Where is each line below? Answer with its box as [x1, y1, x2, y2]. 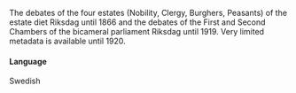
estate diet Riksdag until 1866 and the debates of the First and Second [9, 17, 266, 27]
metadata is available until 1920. [9, 35, 126, 46]
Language [9, 56, 47, 66]
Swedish [9, 75, 41, 87]
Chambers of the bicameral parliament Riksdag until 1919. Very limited [9, 27, 264, 36]
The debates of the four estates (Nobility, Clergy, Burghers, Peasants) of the [9, 8, 288, 18]
